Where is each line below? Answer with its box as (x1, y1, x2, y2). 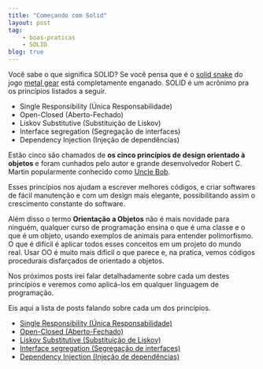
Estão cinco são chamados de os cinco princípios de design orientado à (8, 150, 246, 160)
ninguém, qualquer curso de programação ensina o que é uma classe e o (8, 223, 246, 232)
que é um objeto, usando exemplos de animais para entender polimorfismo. (8, 231, 254, 240)
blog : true (8, 48, 44, 56)
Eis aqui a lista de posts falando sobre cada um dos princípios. (8, 304, 211, 312)
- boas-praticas (22, 33, 76, 42)
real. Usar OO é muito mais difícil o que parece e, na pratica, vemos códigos (8, 248, 256, 256)
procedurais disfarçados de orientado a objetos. (8, 256, 165, 265)
